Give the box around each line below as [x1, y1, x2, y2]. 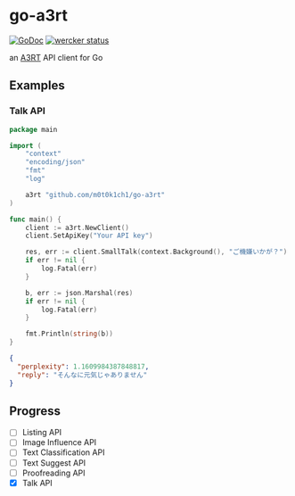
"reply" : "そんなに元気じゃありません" [17, 370, 148, 379]
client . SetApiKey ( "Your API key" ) [25, 231, 153, 241]
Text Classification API [21, 447, 105, 458]
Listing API [21, 427, 62, 438]
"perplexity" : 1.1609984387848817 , [17, 362, 150, 371]
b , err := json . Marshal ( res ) [25, 288, 134, 297]
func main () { [9, 215, 62, 224]
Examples [9, 78, 65, 94]
